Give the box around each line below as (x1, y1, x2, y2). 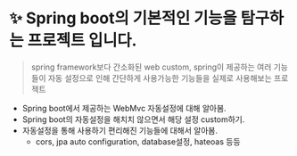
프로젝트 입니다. (27, 30, 137, 51)
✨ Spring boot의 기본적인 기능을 (9, 8, 238, 29)
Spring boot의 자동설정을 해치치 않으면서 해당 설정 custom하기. (21, 113, 245, 125)
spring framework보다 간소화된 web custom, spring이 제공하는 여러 (30, 62, 272, 72)
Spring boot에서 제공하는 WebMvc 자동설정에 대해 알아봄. (21, 103, 227, 113)
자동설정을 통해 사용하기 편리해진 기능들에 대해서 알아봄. (21, 125, 219, 135)
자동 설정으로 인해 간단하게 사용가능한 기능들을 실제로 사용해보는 (47, 72, 272, 83)
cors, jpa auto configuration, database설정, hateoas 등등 (35, 135, 241, 147)
